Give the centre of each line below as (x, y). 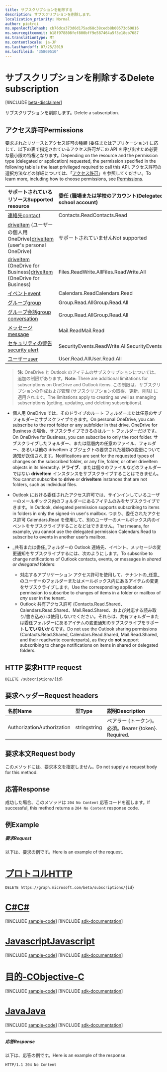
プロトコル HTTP (39, 874)
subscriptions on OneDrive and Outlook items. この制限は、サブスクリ (89, 385)
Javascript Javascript (50, 941)
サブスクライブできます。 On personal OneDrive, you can (97, 419)
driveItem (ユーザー (30, 225)
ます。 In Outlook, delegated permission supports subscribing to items (88, 508)
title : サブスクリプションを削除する (39, 10)
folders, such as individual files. (45, 485)
